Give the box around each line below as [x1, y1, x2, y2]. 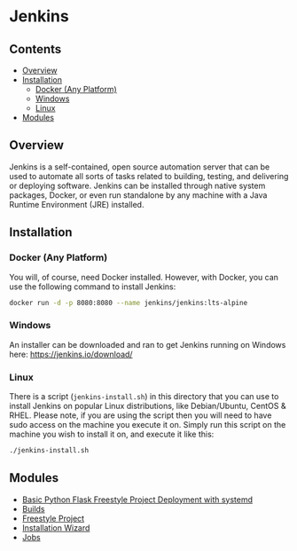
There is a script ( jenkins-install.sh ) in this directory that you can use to [9, 390, 279, 401]
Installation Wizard [21, 522, 90, 533]
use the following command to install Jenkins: [9, 281, 176, 292]
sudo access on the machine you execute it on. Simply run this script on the [9, 419, 286, 429]
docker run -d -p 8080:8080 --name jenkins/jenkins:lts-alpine [9, 298, 248, 307]
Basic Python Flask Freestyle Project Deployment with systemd [21, 494, 254, 505]
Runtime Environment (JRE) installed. [9, 199, 145, 209]
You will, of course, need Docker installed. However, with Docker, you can [9, 272, 279, 282]
